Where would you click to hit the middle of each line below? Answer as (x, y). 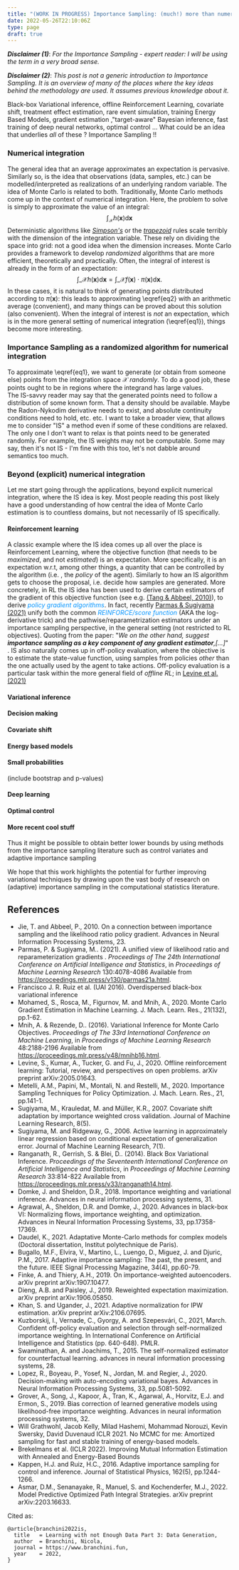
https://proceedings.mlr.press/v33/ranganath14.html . (95, 1184)
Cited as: (21, 1516)
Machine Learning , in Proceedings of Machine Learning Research (114, 1040)
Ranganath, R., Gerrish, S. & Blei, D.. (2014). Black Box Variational (113, 1153)
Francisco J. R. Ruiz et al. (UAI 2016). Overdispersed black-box (110, 987)
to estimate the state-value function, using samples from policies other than (118, 658)
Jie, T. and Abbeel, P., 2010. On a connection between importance (115, 926)
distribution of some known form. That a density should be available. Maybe (119, 403)
